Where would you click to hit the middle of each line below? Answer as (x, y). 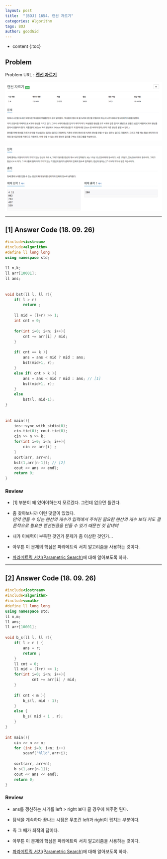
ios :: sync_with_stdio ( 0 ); (41, 426)
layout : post (19, 10)
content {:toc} (27, 46)
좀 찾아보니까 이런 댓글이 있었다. (43, 513)
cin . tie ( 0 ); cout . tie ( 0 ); (41, 431)
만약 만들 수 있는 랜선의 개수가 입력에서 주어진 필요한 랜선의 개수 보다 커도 (84, 519)
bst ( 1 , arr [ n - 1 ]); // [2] (40, 463)
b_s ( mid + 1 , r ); (43, 716)
